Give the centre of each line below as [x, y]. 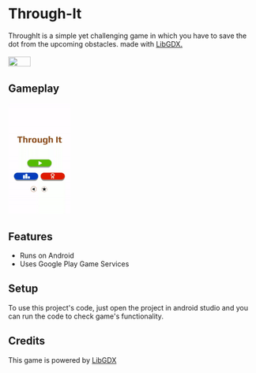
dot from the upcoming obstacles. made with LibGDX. [96, 43]
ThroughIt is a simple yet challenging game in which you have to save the [128, 36]
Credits [27, 341]
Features [30, 237]
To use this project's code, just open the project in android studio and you [128, 307]
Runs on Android [47, 255]
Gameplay [34, 89]
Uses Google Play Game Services [74, 264]
